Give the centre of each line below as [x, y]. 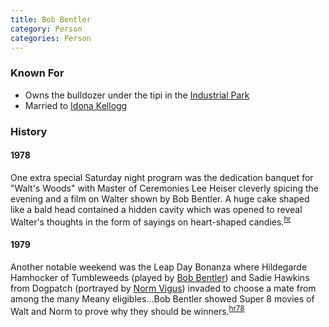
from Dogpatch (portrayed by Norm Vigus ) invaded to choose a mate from [163, 288]
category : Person [46, 29]
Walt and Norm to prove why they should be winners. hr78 [127, 310]
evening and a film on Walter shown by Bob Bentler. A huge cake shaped [160, 198]
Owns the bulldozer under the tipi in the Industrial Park [137, 95]
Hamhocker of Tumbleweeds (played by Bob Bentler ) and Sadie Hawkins [160, 277]
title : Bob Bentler [51, 19]
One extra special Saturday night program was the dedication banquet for [162, 177]
